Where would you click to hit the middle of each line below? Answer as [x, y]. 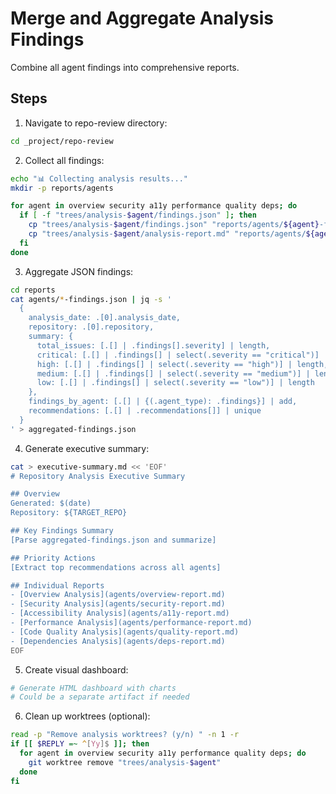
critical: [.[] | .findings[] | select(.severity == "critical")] [178, 355]
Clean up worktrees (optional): [87, 716]
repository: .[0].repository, [91, 327]
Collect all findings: [64, 160]
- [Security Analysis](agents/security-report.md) [118, 604]
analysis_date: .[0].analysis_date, [105, 318]
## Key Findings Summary [62, 531]
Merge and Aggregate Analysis [142, 18]
